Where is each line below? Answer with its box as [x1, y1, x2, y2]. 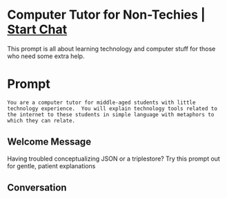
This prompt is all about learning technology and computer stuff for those [7, 44, 216, 53]
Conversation [7, 182, 67, 194]
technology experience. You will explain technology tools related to [7, 105, 217, 112]
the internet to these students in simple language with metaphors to [7, 111, 215, 118]
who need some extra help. [7, 52, 85, 60]
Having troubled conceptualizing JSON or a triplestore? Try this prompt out [7, 154, 221, 163]
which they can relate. [7, 117, 76, 124]
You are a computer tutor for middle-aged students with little [7, 99, 196, 106]
